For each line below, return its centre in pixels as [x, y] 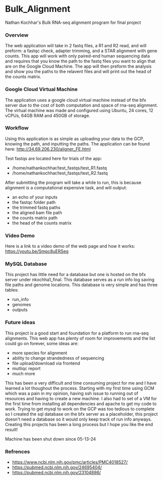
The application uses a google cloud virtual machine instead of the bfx [76, 100]
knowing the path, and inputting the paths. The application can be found [77, 144]
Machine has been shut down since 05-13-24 [51, 439]
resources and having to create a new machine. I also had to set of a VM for [81, 398]
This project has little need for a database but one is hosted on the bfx [75, 275]
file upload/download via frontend [46, 363]
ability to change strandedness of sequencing [58, 358]
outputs [20, 310]
